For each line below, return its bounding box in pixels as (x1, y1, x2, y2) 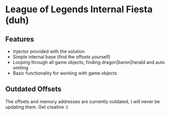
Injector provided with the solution (12, 49, 85, 54)
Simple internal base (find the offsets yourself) (12, 54, 111, 60)
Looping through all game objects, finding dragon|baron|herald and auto (12, 59, 165, 65)
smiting (12, 65, 29, 71)
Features (5, 35, 34, 43)
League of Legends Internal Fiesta (5, 4, 153, 15)
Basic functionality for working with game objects (12, 70, 117, 76)
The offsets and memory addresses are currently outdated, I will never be (5, 98, 160, 104)
